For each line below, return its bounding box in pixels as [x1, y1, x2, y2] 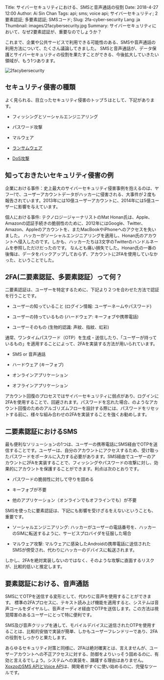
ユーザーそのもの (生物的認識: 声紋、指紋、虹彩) [12, 324, 109, 330]
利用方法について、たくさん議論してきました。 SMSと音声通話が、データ [5, 46, 153, 51]
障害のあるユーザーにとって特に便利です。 [9, 612, 94, 618]
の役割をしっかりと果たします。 [5, 635, 70, 641]
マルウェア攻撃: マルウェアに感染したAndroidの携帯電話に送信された [12, 541, 151, 547]
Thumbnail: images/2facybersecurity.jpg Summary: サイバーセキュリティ [5, 23, 153, 29]
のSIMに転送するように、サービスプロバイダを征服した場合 [12, 531, 132, 536]
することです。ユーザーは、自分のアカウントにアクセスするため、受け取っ [9, 447, 159, 453]
